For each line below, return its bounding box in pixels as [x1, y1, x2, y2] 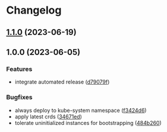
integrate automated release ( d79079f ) [14, 78, 110, 86]
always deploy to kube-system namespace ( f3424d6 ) [14, 107, 147, 114]
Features [6, 65, 33, 73]
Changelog [6, 4, 62, 17]
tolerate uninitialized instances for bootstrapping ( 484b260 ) [14, 119, 162, 126]
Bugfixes [6, 93, 33, 101]
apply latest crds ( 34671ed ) [14, 113, 82, 120]
